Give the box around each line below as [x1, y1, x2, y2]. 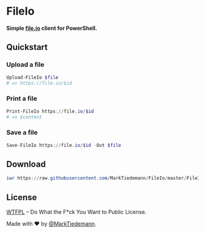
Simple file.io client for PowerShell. [6, 24, 98, 32]
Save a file [6, 128, 38, 137]
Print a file [6, 95, 38, 103]
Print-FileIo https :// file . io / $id [6, 108, 95, 114]
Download [6, 159, 46, 169]
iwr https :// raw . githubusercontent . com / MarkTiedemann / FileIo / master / [6, 175, 187, 181]
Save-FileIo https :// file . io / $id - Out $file [6, 142, 121, 148]
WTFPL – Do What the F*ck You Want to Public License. [6, 209, 146, 216]
